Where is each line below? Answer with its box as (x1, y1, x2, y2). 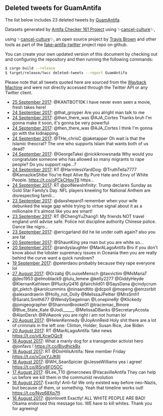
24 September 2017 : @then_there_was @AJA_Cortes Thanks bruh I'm (12, 114, 152, 120)
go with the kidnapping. (12, 130, 60, 136)
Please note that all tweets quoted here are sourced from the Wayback (5, 79, 147, 85)
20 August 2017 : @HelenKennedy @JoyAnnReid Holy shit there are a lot (12, 317, 157, 323)
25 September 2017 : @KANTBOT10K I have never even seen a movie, (12, 99, 151, 105)
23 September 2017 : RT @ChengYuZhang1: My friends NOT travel (12, 213, 145, 219)
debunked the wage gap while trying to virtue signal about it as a (12, 203, 143, 209)
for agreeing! (12, 405, 38, 411)
